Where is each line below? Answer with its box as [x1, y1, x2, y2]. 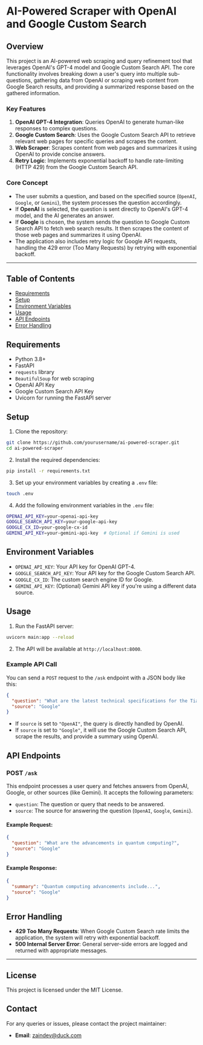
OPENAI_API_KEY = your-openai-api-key [6, 513, 98, 519]
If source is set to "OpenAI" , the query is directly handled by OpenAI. [14, 720, 184, 727]
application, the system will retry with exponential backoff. [14, 934, 160, 941]
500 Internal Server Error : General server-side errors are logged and [14, 941, 188, 948]
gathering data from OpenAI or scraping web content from [33, 77, 179, 84]
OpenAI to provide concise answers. [14, 150, 106, 158]
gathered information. [6, 90, 60, 96]
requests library [14, 369, 54, 376]
